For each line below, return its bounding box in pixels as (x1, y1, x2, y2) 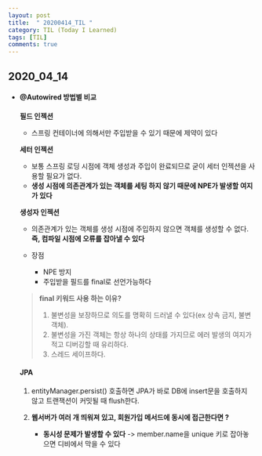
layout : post (8, 11, 51, 20)
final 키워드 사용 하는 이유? (38, 293, 122, 302)
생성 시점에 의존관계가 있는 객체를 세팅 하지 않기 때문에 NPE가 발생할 (31, 181, 239, 190)
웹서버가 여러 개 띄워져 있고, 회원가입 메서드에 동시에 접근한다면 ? (31, 412, 230, 422)
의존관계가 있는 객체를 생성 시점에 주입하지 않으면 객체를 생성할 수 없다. (31, 224, 249, 233)
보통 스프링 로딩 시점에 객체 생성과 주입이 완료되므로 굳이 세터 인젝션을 (31, 161, 247, 171)
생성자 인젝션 (19, 207, 60, 216)
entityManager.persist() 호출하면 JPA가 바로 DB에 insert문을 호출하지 (31, 385, 248, 396)
